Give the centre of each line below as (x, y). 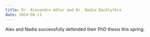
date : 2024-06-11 (24, 15)
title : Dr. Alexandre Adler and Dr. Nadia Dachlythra (64, 10)
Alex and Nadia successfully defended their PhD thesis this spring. (75, 29)
